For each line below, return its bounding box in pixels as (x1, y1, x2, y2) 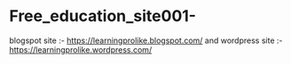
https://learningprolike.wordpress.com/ (9, 44, 153, 54)
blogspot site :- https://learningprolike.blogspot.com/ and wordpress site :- (9, 35, 283, 46)
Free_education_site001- (9, 6, 197, 26)
